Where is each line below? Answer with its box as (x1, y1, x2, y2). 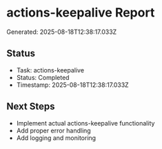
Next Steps (6, 101, 55, 112)
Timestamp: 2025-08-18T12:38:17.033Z (16, 81, 129, 89)
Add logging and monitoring (16, 133, 97, 142)
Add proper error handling (16, 126, 91, 135)
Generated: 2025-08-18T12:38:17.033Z (6, 28, 117, 36)
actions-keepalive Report (6, 5, 155, 21)
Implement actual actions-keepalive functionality (16, 119, 155, 127)
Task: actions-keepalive (16, 66, 84, 74)
